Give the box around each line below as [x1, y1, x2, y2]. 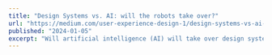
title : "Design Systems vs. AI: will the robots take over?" [8, 11, 219, 20]
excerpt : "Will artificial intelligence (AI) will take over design [8, 34, 244, 43]
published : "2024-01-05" [8, 27, 92, 35]
